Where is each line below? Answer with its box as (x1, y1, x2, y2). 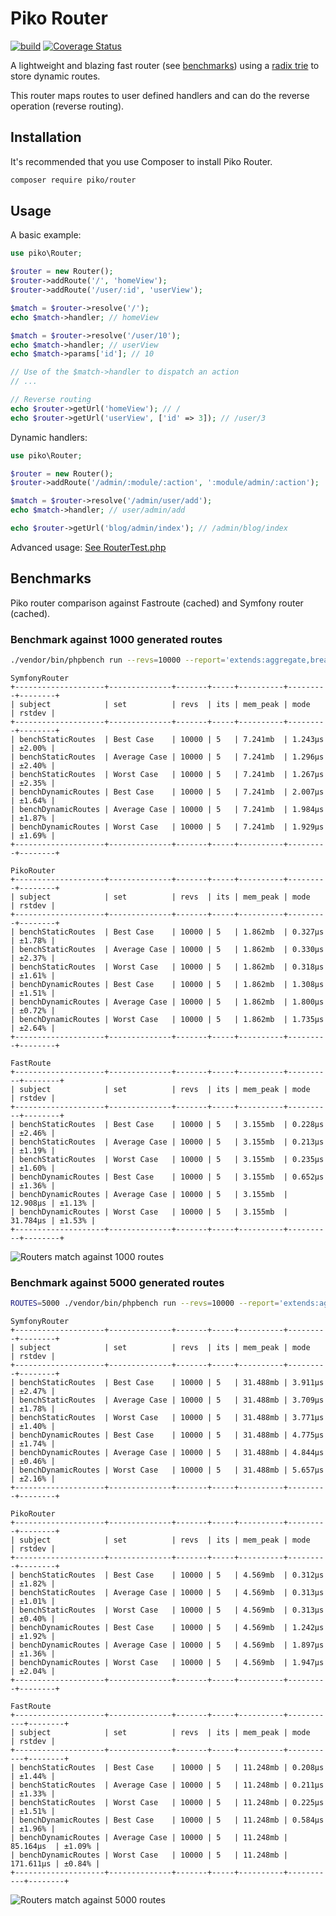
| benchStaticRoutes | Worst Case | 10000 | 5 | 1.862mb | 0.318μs (10, 962, 325, 972)
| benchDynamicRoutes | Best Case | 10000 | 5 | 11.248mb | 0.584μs (10, 1815, 325, 1826)
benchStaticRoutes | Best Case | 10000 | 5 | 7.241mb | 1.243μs (19, 734, 325, 744)
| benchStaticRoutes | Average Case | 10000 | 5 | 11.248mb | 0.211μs (10, 1780, 325, 1791)
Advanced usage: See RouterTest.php (10, 541, 167, 553)
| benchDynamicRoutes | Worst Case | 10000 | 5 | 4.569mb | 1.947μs (10, 1658, 325, 1668)
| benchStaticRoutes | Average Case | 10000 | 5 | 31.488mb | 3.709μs (10, 1395, 325, 1406)
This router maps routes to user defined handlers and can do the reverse (10, 89, 310, 101)
